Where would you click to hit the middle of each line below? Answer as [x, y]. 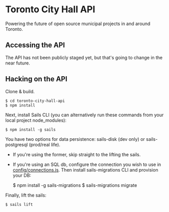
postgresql [17, 144]
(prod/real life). [44, 144]
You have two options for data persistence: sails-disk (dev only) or [75, 139]
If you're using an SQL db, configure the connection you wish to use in [87, 164]
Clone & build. [20, 91]
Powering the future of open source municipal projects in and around [78, 24]
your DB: [22, 175]
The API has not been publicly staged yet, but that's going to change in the [84, 57]
